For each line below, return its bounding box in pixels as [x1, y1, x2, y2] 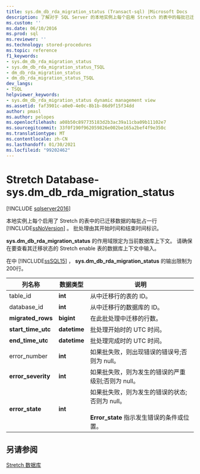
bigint [58, 314, 76, 322]
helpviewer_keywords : [6, 92, 60, 98]
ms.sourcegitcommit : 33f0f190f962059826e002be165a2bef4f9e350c [6, 125, 167, 131]
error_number [9, 352, 48, 360]
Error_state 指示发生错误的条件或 [90, 413, 183, 422]
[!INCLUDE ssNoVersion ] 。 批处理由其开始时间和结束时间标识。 [6, 224, 162, 232]
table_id [9, 292, 32, 300]
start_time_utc [9, 325, 51, 333]
